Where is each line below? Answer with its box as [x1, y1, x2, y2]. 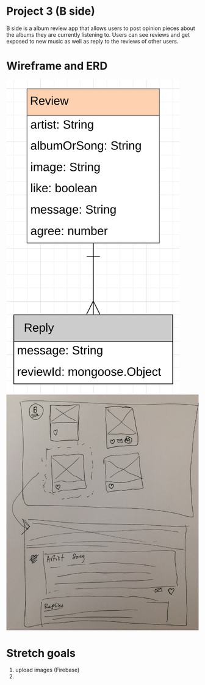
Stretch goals [6, 646, 76, 660]
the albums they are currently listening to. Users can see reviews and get [6, 31, 190, 38]
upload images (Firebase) [15, 666, 80, 674]
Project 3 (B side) [6, 4, 96, 18]
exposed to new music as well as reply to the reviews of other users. [6, 37, 179, 45]
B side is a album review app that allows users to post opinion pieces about [6, 24, 195, 32]
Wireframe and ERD [6, 59, 108, 73]
